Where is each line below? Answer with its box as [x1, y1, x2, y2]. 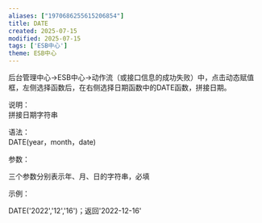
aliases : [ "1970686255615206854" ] [8, 11, 125, 20]
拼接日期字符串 [8, 110, 58, 120]
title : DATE [8, 19, 48, 27]
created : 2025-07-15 [8, 27, 78, 35]
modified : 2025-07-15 [8, 34, 81, 43]
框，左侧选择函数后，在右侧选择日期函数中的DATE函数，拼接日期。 [8, 82, 231, 92]
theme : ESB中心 [8, 49, 57, 57]
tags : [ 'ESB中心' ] [8, 42, 68, 50]
